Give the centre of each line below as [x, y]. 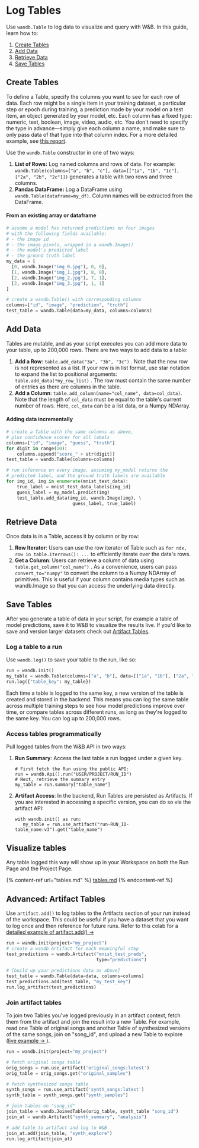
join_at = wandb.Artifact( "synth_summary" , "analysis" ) [76, 1117]
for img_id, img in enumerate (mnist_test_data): [67, 482]
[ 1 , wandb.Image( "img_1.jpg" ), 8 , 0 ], [60, 272]
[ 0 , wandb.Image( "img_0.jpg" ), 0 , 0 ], [60, 267]
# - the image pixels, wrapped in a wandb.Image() [70, 244]
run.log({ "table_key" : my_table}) [49, 682]
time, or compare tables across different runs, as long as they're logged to [97, 712]
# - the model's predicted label [47, 250]
